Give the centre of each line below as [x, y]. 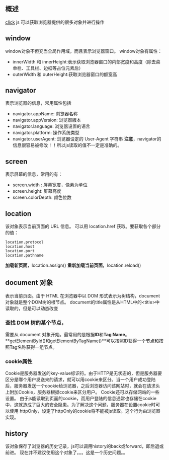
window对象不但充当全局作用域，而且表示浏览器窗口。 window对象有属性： [84, 51]
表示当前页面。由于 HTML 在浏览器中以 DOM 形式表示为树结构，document [82, 295]
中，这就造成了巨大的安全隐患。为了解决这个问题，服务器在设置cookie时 [80, 405]
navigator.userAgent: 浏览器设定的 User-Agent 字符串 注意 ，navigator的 [87, 139]
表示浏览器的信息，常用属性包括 [38, 103]
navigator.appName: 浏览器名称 [45, 114]
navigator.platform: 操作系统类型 [46, 133]
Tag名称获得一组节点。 [33, 347]
